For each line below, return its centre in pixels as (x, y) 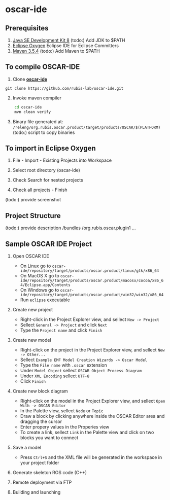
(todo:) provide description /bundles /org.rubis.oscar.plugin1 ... (71, 228)
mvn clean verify (33, 112)
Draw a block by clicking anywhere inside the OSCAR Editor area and (92, 416)
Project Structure (33, 216)
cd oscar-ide (28, 107)
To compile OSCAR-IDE (43, 67)
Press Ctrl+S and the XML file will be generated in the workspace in (91, 457)
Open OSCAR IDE (31, 256)
